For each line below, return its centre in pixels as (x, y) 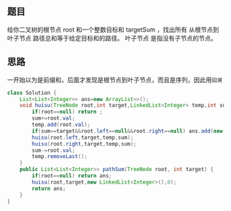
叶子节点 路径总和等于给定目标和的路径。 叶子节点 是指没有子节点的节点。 (112, 38)
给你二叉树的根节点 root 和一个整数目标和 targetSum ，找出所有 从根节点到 (113, 30)
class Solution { (32, 93)
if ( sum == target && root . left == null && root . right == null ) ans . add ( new (128, 131)
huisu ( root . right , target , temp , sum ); (84, 144)
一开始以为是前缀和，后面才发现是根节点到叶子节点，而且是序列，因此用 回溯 (114, 80)
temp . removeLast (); (60, 157)
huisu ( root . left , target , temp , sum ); (83, 137)
